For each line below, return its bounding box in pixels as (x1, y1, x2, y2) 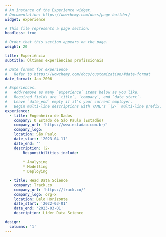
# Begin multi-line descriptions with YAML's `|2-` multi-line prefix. (5, 104, 162, 109)
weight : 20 (5, 44, 28, 49)
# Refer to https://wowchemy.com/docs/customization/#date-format (5, 71, 151, 77)
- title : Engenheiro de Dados (9, 113, 72, 118)
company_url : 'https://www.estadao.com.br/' (14, 122, 108, 128)
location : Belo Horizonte (14, 196, 68, 202)
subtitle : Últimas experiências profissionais (5, 58, 104, 63)
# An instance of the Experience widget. (5, 7, 93, 13)
